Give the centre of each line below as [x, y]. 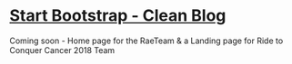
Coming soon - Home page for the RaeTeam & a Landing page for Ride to [146, 41]
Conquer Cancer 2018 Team [62, 50]
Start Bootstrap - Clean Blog [118, 16]
